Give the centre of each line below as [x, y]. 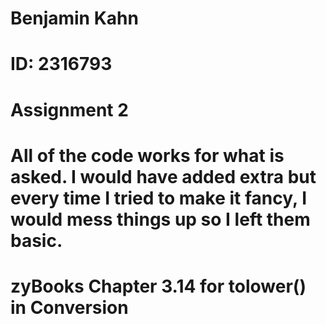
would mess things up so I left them [160, 219]
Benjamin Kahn [74, 18]
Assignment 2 [69, 109]
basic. [36, 240]
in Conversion [69, 307]
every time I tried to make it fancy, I [158, 198]
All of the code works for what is [147, 155]
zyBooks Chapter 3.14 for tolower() [158, 286]
